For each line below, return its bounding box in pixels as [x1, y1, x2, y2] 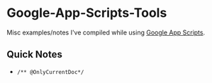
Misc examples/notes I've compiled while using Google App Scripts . [6, 28, 206, 37]
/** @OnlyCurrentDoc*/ [16, 68, 84, 75]
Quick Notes [6, 49, 63, 60]
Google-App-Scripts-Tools [6, 5, 167, 21]
